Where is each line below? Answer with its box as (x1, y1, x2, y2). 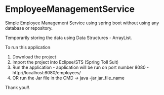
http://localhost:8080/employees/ (12, 69, 81, 75)
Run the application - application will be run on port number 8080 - (12, 64, 149, 70)
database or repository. (5, 25, 53, 31)
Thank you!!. (5, 84, 31, 90)
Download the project (12, 53, 57, 60)
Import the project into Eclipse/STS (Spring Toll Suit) (12, 59, 119, 65)
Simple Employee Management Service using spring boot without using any (5, 20, 159, 26)
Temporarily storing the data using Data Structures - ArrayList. (5, 35, 132, 41)
